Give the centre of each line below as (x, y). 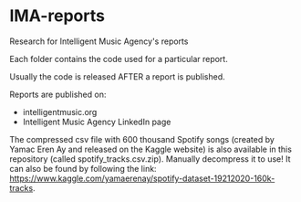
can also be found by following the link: (83, 168)
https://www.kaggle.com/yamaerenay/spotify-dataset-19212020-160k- (142, 178)
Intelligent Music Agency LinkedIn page (97, 122)
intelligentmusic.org (60, 112)
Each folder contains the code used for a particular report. (119, 58)
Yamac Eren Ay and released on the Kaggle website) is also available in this (150, 149)
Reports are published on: (58, 94)
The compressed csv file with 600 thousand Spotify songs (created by (142, 139)
